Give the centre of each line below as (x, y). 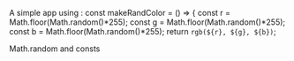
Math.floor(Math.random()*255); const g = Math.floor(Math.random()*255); (147, 22)
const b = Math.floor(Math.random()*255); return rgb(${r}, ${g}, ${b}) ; (143, 31)
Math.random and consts (55, 49)
